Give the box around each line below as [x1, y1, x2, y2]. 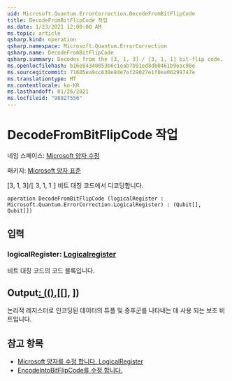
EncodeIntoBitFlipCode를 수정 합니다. [17, 366, 123, 375]
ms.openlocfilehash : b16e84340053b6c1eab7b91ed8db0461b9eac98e [7, 62, 196, 69]
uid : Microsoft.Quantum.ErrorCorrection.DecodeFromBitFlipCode [7, 10, 196, 17]
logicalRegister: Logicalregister [7, 250, 117, 259]
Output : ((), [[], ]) [7, 287, 80, 299]
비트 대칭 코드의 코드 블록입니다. [7, 266, 96, 275]
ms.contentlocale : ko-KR [7, 82, 80, 89]
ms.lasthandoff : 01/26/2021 [7, 88, 89, 95]
